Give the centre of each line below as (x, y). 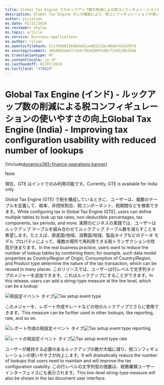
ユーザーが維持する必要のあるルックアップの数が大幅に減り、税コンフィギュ (82, 349)
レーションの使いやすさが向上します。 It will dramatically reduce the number (81, 355)
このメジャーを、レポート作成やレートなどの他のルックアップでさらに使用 (80, 306)
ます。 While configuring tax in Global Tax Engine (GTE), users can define (78, 212)
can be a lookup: (22, 286)
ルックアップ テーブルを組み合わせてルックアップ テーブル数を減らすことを (81, 229)
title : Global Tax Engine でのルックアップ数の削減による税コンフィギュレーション (81, 10)
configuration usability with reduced (81, 140)
